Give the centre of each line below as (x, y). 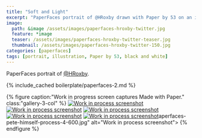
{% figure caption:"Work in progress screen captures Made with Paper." (95, 97)
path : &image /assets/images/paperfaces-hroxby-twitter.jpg (88, 28)
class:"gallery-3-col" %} (36, 103)
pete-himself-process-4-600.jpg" (48, 122)
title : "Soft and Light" (37, 12)
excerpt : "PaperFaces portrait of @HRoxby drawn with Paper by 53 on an (99, 17)
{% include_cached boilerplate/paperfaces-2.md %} (71, 85)
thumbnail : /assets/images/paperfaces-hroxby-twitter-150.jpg (91, 46)
